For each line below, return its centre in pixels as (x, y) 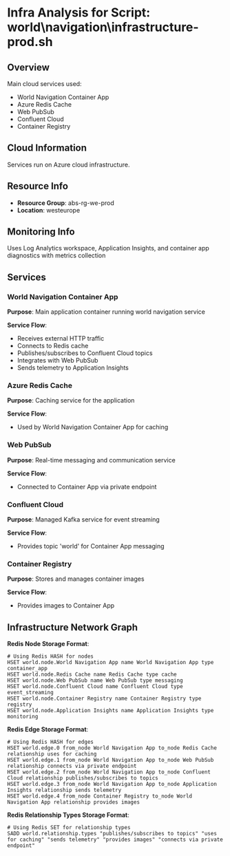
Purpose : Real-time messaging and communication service (91, 460)
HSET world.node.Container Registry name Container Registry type (104, 699)
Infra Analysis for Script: (79, 13)
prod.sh (30, 42)
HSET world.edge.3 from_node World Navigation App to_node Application (112, 784)
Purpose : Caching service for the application (71, 400)
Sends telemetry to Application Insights (73, 368)
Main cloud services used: (44, 84)
